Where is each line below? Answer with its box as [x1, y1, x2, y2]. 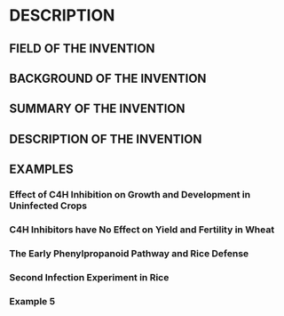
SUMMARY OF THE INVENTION [9, 101, 185, 117]
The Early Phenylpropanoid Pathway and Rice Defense [9, 247, 249, 259]
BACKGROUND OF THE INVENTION [9, 70, 207, 85]
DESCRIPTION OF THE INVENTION [9, 131, 202, 147]
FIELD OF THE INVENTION [9, 41, 155, 56]
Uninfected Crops [9, 199, 87, 212]
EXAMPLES [9, 162, 74, 177]
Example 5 [9, 295, 56, 307]
